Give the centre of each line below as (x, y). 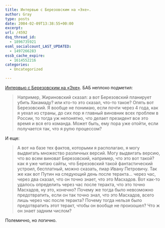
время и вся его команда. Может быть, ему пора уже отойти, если (88, 123)
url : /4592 (16, 33)
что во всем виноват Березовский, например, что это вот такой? (86, 158)
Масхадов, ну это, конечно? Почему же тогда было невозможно (85, 190)
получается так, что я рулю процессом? (59, 129)
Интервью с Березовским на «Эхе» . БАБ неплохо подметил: (69, 88)
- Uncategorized (26, 70)
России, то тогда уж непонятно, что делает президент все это (83, 118)
